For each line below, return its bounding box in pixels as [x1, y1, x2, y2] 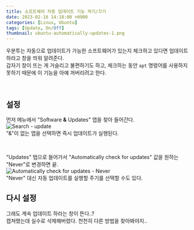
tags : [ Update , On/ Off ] [6, 25, 65, 31]
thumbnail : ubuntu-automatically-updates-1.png [6, 31, 125, 36]
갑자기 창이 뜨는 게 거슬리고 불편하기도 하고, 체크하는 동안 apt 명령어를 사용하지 [6, 62, 188, 69]
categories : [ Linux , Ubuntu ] [6, 19, 78, 25]
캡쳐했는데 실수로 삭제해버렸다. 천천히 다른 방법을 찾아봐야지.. [6, 217, 148, 224]
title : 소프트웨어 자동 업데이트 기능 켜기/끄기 [6, 8, 106, 15]
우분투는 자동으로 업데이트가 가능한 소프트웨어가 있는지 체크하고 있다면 [6, 48, 168, 55]
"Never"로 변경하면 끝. [6, 161, 59, 168]
